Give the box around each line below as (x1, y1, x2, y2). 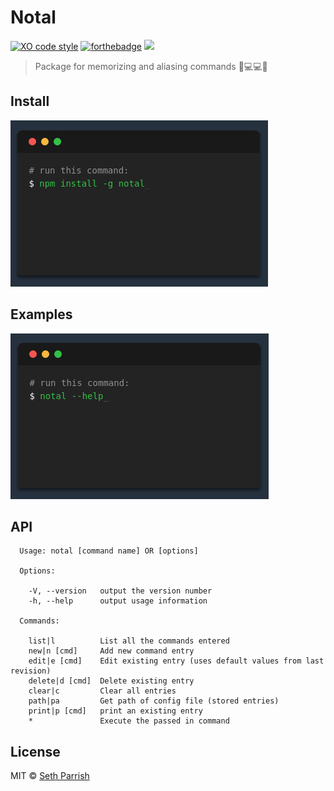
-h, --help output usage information (28, 596, 208, 606)
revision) (10, 666, 52, 676)
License (10, 743, 61, 760)
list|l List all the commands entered (28, 636, 230, 646)
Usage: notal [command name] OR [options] (19, 546, 199, 556)
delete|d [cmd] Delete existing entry (28, 676, 195, 686)
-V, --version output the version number (28, 586, 213, 596)
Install (10, 93, 50, 110)
